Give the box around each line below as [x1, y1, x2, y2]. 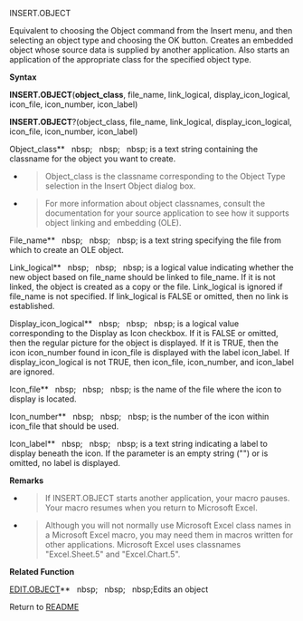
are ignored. [9, 366, 55, 377]
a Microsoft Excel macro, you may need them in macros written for [44, 529, 294, 540]
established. [9, 301, 55, 311]
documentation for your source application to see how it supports [44, 208, 289, 218]
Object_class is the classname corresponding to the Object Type [44, 171, 286, 181]
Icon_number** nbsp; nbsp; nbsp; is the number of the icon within [9, 412, 270, 422]
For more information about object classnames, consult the [44, 199, 265, 209]
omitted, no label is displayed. [9, 458, 120, 468]
